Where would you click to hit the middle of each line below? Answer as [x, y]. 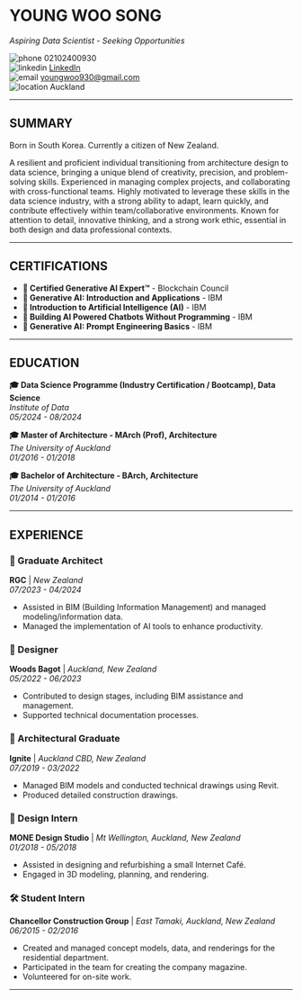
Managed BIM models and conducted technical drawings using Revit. [151, 785]
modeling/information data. [72, 616]
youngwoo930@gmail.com [90, 76]
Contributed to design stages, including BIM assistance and [133, 696]
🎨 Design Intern [44, 818]
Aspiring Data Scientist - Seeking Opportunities [98, 40]
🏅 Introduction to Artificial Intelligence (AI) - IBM [114, 307]
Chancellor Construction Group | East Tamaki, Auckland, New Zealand [142, 921]
